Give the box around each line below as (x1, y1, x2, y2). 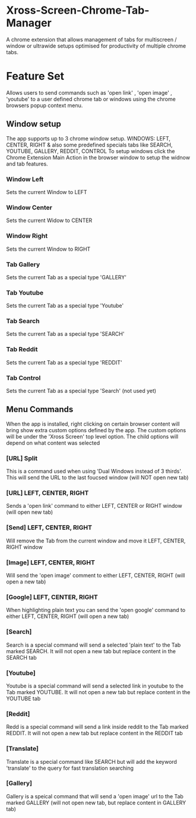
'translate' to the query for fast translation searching (6, 764, 134, 772)
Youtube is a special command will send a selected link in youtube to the (6, 682, 184, 689)
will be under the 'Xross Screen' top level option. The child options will (6, 433, 179, 440)
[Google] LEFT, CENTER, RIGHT (6, 593, 98, 601)
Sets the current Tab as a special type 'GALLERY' (6, 273, 127, 280)
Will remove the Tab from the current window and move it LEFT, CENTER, (6, 537, 186, 544)
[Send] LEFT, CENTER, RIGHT (6, 523, 92, 532)
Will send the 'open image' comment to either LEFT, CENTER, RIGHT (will (6, 572, 185, 579)
